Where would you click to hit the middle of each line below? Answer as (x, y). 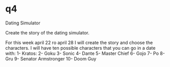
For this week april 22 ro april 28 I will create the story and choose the (79, 42)
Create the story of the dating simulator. (47, 32)
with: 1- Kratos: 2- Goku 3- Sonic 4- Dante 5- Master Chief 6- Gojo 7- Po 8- (85, 53)
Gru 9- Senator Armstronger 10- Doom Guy (51, 58)
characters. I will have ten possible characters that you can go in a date (80, 48)
